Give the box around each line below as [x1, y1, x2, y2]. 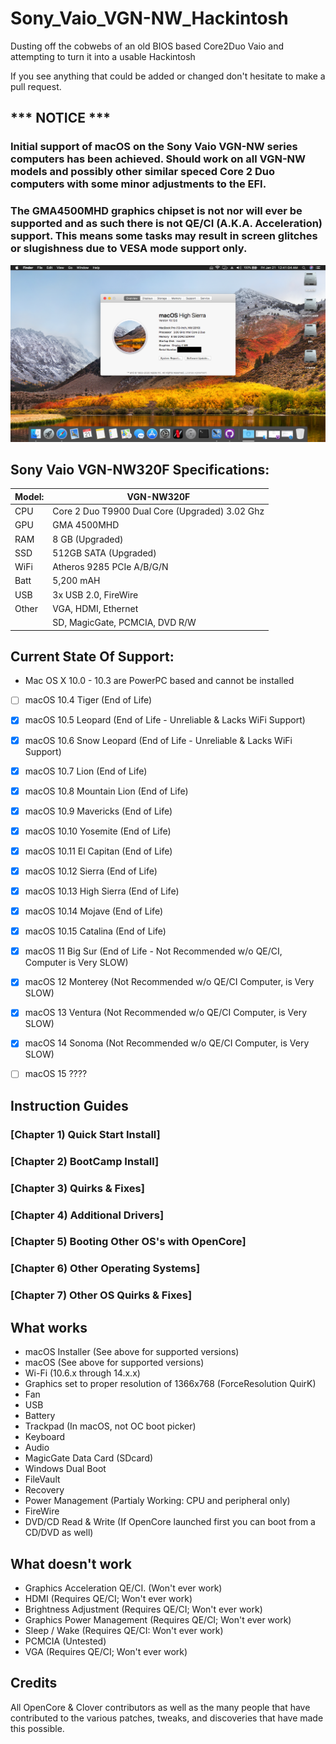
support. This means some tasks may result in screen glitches [10, 229, 318, 243]
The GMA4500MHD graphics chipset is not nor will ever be [10, 204, 303, 218]
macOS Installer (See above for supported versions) [24, 1346, 240, 1358]
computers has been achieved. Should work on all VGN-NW [10, 152, 307, 166]
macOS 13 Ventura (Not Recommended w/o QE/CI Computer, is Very [24, 1007, 308, 1019]
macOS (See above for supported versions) [24, 1357, 205, 1369]
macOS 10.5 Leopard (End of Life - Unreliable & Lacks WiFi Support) [24, 714, 306, 726]
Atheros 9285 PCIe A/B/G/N [52, 561, 169, 573]
